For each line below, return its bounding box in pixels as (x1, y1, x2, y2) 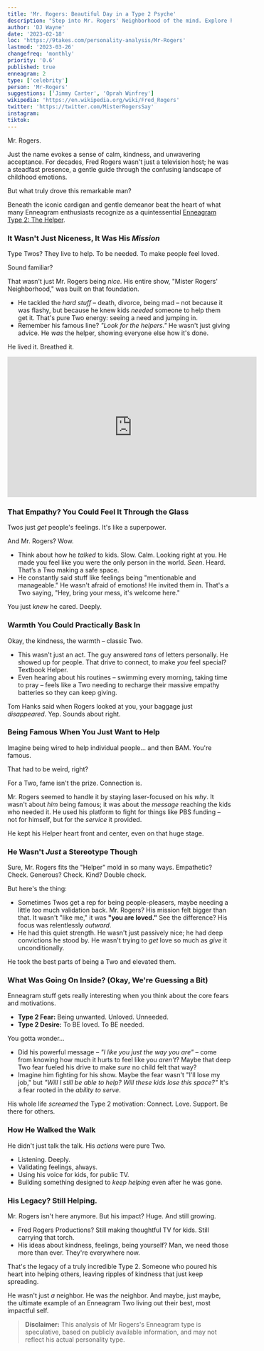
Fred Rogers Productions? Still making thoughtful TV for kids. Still (17, 1226, 210, 1234)
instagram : (7, 110, 40, 117)
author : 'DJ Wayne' (7, 24, 65, 31)
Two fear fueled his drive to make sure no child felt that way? (17, 1063, 197, 1072)
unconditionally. (17, 944, 65, 952)
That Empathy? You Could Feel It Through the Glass (7, 507, 189, 517)
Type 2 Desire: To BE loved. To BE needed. (17, 1020, 144, 1029)
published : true (7, 63, 56, 71)
